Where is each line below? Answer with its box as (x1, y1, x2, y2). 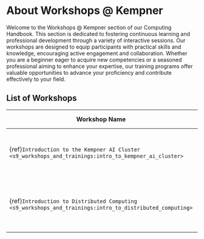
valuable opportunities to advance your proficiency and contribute (6, 69, 172, 76)
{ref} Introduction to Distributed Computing (9, 196, 138, 205)
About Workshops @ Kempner (6, 4, 163, 18)
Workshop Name (76, 115, 126, 123)
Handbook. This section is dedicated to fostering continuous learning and (6, 30, 190, 37)
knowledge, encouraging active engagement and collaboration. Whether (6, 49, 188, 57)
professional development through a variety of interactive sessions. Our (6, 36, 186, 44)
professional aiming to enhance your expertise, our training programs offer (6, 62, 193, 70)
